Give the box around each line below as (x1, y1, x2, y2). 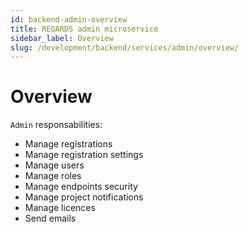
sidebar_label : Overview (10, 33, 114, 43)
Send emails (24, 212, 77, 225)
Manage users (24, 159, 85, 171)
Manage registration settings (24, 149, 144, 161)
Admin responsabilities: (10, 119, 103, 131)
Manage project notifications (24, 191, 144, 203)
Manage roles (24, 170, 82, 182)
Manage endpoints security (24, 181, 138, 193)
